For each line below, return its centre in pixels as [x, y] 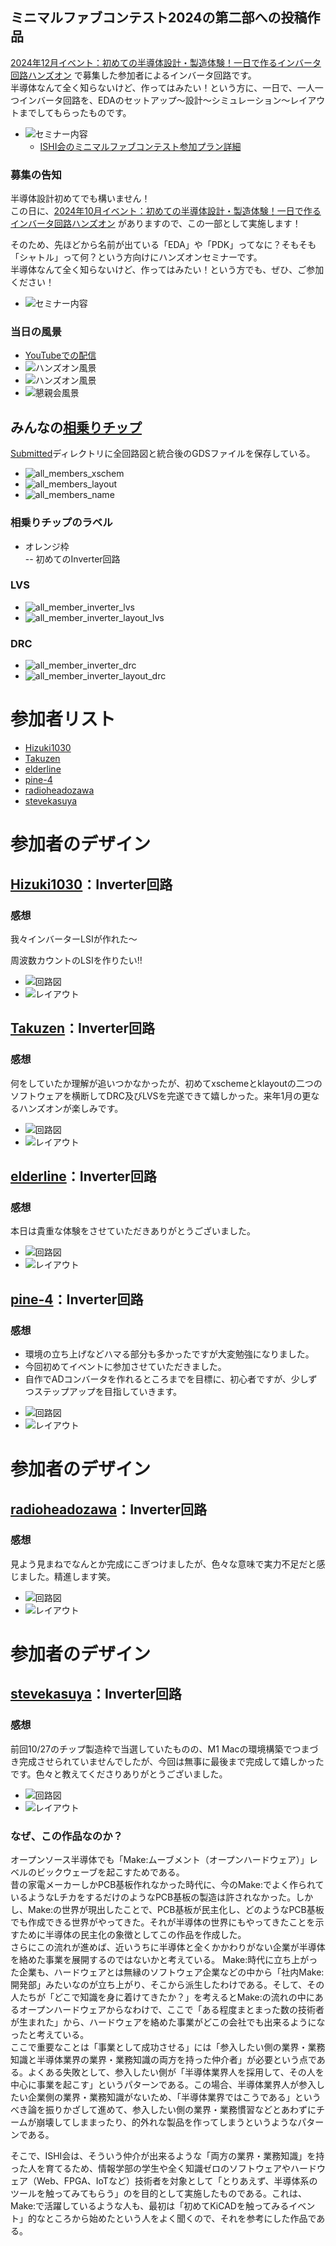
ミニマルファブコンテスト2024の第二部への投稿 [159, 18]
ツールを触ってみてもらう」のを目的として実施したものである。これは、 [159, 2194]
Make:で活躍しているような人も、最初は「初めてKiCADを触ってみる [150, 2206]
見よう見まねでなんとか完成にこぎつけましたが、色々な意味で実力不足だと [163, 1564]
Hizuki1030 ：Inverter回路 [91, 884]
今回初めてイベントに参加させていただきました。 [125, 1366]
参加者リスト [63, 719]
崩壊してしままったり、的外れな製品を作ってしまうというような [167, 2122]
